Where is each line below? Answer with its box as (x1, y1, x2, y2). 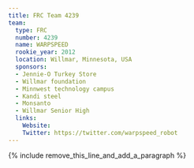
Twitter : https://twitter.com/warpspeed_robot (22, 129, 178, 136)
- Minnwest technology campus (15, 84, 114, 93)
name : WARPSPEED (15, 41, 69, 49)
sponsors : (15, 63, 47, 71)
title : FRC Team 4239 (8, 11, 80, 20)
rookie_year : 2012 (15, 48, 76, 56)
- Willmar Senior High (15, 107, 90, 115)
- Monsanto (15, 99, 51, 107)
